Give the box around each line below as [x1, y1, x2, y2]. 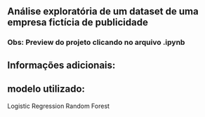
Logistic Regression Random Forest [7, 102, 110, 110]
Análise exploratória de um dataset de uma [7, 6, 199, 18]
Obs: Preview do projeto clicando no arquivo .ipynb [7, 38, 185, 48]
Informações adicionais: [7, 59, 116, 71]
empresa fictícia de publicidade [7, 17, 149, 29]
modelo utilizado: [7, 83, 86, 95]
